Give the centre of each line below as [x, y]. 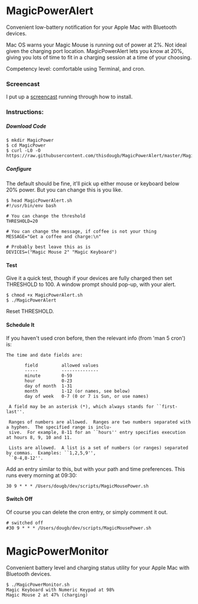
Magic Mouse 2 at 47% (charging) [47, 595]
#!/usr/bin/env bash [32, 206]
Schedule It [20, 324]
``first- [167, 406]
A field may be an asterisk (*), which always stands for [81, 406]
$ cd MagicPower [26, 145]
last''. [16, 411]
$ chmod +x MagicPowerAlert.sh [44, 296]
